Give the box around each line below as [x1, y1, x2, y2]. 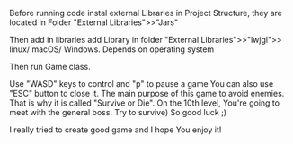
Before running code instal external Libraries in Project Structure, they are [9, 8, 283, 18]
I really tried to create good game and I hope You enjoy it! [9, 124, 222, 135]
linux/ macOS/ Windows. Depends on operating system [9, 44, 215, 55]
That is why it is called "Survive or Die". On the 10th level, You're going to [9, 97, 280, 108]
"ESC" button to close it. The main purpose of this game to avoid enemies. [9, 89, 285, 98]
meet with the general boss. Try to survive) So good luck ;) [9, 107, 227, 117]
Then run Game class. [9, 62, 92, 72]
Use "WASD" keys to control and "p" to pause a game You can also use [9, 79, 274, 89]
